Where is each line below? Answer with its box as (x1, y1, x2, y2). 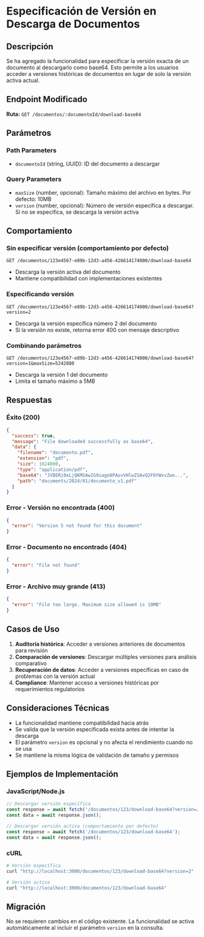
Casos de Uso (6, 624, 59, 635)
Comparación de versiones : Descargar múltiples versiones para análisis (15, 653, 197, 660)
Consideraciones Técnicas (6, 703, 109, 714)
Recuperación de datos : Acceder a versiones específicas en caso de (15, 666, 189, 673)
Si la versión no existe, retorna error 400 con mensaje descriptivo (15, 326, 180, 333)
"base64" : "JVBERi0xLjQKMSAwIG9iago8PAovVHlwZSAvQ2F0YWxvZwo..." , (17, 472, 189, 478)
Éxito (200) (6, 413, 41, 422)
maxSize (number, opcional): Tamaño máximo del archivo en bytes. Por (15, 189, 191, 196)
